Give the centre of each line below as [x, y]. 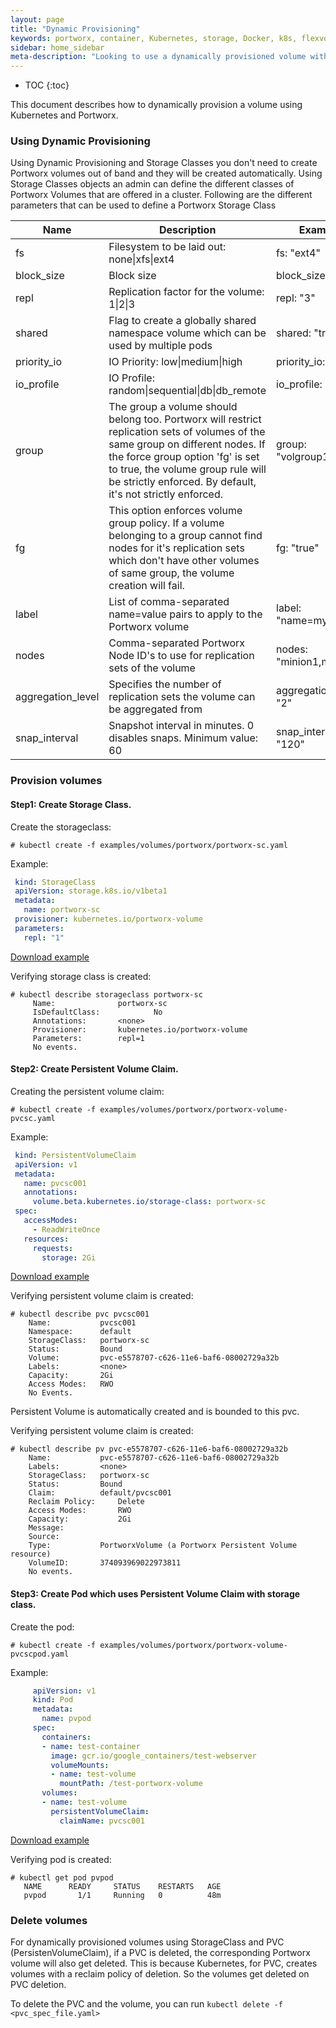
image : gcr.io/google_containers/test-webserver [153, 1756]
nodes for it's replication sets [176, 548]
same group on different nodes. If [187, 444]
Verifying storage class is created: [81, 976]
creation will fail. [146, 586]
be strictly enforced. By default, [182, 482]
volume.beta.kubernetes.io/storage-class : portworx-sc [149, 1202]
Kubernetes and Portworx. [64, 115]
